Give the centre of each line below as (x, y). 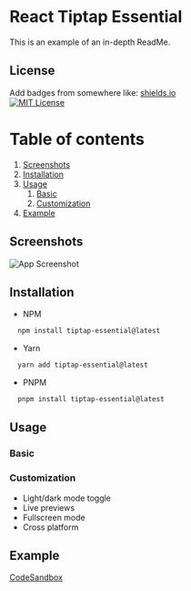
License (32, 71)
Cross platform (50, 527)
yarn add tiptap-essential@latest (83, 365)
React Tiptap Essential (96, 17)
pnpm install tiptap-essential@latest (91, 399)
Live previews (49, 507)
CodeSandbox (36, 577)
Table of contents (77, 139)
